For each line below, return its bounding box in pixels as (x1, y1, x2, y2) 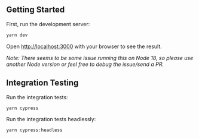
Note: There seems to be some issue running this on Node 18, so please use (6, 54, 194, 61)
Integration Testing (6, 78, 79, 88)
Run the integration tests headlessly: (6, 115, 96, 122)
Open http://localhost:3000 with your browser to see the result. (6, 43, 163, 50)
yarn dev (6, 32, 28, 38)
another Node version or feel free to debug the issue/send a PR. (6, 61, 164, 68)
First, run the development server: (6, 20, 90, 27)
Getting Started (6, 5, 65, 15)
